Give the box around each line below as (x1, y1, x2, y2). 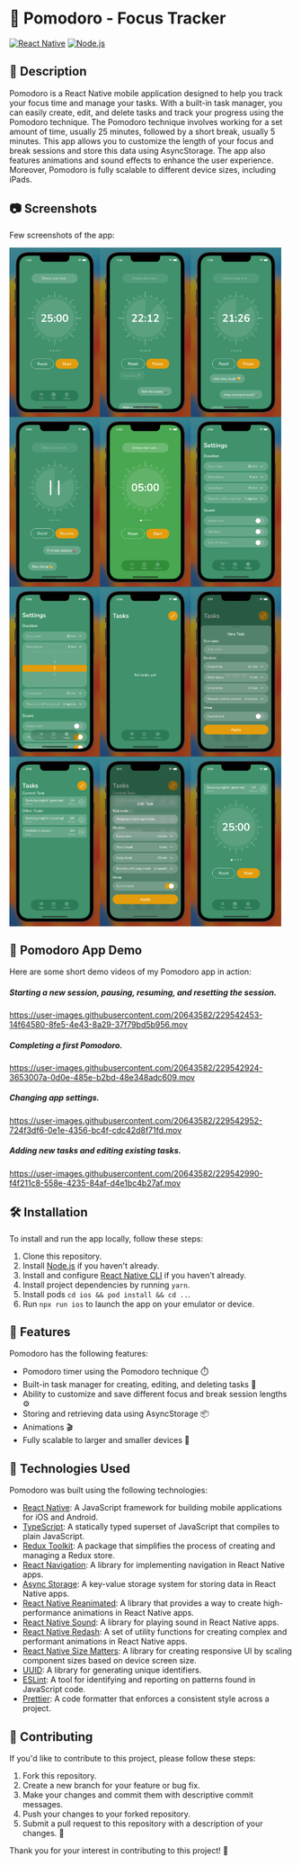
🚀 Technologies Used (9, 1461, 130, 1476)
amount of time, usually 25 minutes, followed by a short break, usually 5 (9, 126, 276, 137)
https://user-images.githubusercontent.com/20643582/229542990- (9, 1168, 263, 1179)
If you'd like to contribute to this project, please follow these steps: (9, 1753, 256, 1764)
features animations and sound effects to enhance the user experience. (9, 155, 274, 166)
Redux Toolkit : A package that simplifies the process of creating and (22, 1540, 276, 1551)
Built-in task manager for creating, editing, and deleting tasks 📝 (22, 1379, 257, 1390)
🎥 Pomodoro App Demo (9, 942, 142, 957)
